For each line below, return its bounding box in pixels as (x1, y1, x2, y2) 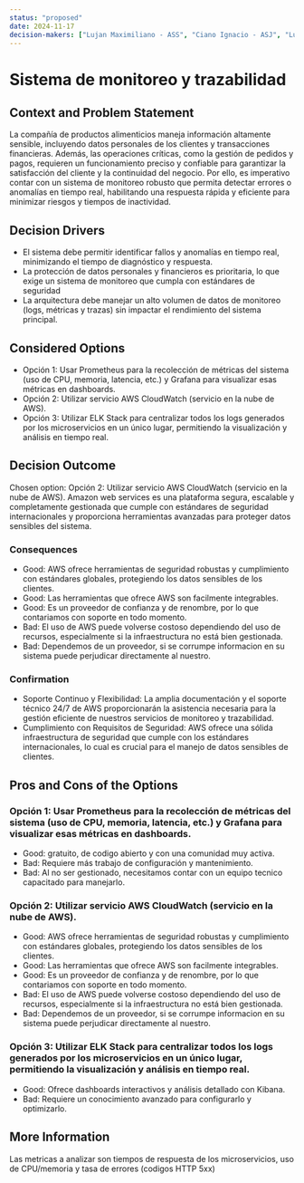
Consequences (9, 543, 79, 555)
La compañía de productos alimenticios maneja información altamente (9, 129, 271, 140)
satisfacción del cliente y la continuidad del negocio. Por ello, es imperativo (9, 168, 290, 178)
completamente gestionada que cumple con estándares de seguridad (9, 501, 269, 512)
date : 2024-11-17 (9, 22, 75, 31)
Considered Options (9, 341, 125, 356)
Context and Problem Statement (9, 105, 195, 120)
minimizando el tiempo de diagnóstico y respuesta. (22, 256, 214, 267)
